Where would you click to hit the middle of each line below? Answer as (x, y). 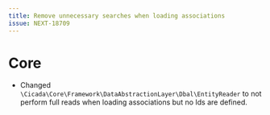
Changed (35, 85)
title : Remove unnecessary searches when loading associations (117, 16)
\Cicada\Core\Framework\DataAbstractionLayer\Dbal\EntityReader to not (141, 94)
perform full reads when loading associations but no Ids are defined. (134, 102)
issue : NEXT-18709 (39, 23)
